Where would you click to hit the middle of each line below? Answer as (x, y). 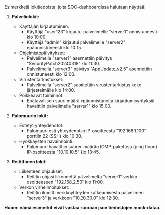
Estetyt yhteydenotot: (41, 125)
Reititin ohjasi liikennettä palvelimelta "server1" (74, 176)
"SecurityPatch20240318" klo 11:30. (63, 64)
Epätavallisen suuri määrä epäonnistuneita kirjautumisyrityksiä (90, 101)
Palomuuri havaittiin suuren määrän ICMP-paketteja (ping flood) (92, 146)
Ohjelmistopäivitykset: (42, 53)
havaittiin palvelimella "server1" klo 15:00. (69, 106)
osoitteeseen (40, 182)
